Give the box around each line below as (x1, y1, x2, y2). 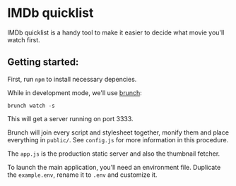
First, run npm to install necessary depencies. (7, 75, 137, 83)
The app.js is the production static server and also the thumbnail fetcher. (7, 149, 220, 158)
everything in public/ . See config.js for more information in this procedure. (7, 135, 229, 144)
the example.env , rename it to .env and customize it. (7, 170, 158, 179)
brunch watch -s (7, 102, 55, 109)
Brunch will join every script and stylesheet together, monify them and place (7, 128, 230, 137)
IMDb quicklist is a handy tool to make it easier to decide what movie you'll (7, 28, 225, 37)
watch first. (7, 35, 40, 44)
